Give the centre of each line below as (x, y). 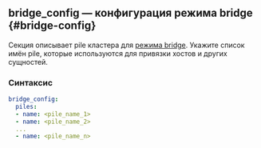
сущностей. (28, 62)
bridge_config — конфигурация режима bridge (130, 13)
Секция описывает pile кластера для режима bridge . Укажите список (127, 45)
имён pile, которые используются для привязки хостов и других (118, 53)
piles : (26, 106)
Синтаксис (31, 82)
